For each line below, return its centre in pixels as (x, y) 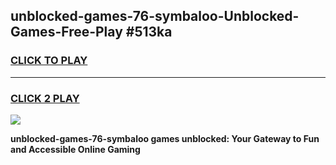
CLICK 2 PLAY (45, 98)
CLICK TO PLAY (49, 61)
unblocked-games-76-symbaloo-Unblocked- (155, 16)
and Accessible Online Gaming (75, 149)
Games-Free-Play (66, 32)
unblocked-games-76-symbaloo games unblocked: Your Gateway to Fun (165, 138)
